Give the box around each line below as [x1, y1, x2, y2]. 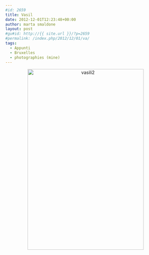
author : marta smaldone [5, 21, 56, 27]
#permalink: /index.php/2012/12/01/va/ [5, 36, 90, 41]
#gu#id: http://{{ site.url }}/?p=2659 [5, 31, 90, 36]
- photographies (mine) [10, 55, 60, 60]
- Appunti [10, 45, 31, 50]
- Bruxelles [10, 50, 36, 55]
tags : [5, 41, 17, 46]
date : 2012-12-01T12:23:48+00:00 [5, 17, 76, 22]
